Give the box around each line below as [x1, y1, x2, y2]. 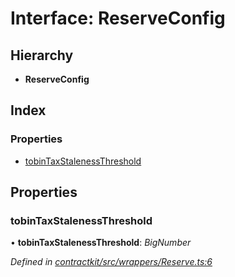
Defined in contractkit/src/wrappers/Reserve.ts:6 [10, 256, 213, 268]
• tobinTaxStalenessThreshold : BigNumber [10, 237, 192, 249]
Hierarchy [10, 47, 74, 64]
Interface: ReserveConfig [10, 7, 226, 30]
